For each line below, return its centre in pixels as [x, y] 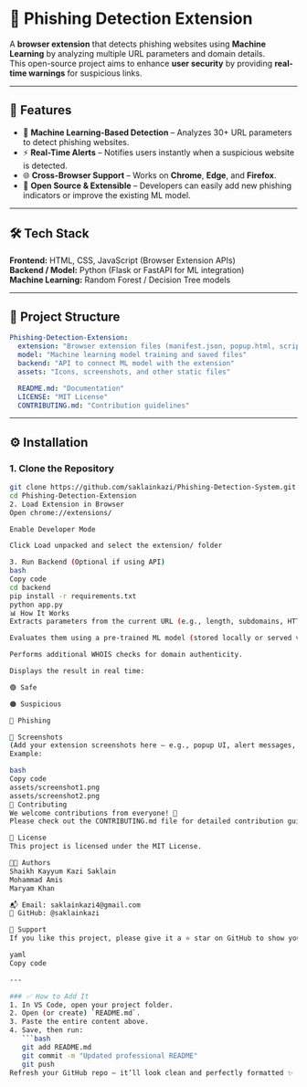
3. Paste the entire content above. [79, 1022]
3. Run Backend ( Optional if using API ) [88, 562]
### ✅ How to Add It [49, 996]
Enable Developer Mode [53, 529]
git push [38, 1064]
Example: [26, 754]
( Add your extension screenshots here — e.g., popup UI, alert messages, [153, 745]
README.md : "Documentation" [71, 388]
